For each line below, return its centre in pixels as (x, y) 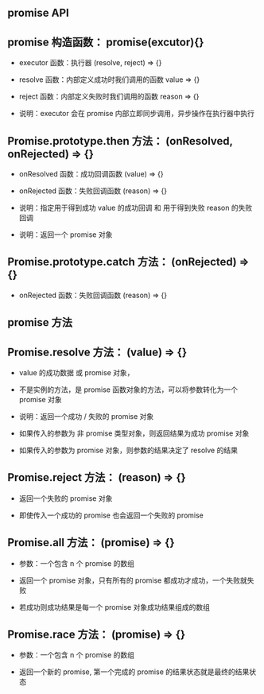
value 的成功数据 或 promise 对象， (76, 373)
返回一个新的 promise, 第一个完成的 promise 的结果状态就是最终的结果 (134, 672)
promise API (38, 13)
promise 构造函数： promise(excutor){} (106, 42)
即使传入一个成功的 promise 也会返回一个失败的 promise (111, 515)
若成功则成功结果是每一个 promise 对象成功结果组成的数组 (114, 607)
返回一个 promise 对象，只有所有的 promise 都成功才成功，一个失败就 (133, 580)
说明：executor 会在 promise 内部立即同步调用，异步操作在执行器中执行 (137, 114)
